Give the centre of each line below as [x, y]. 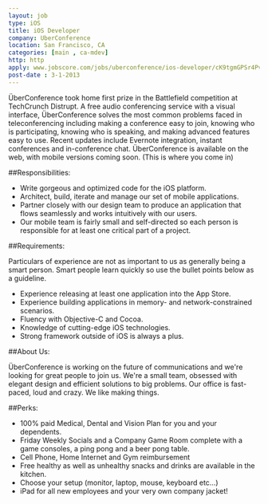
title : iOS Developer [44, 30]
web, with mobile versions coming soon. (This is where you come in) [121, 157]
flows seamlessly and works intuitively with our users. [108, 213]
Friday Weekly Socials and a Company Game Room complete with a [131, 440]
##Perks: [23, 408]
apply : [19, 68]
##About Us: [29, 351]
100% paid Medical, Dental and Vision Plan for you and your [118, 423]
